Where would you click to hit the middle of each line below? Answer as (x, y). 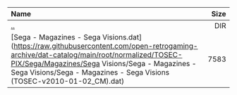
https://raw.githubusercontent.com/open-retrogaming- (106, 46)
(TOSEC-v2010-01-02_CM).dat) (68, 81)
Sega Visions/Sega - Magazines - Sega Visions (90, 72)
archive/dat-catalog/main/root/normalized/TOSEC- (97, 55)
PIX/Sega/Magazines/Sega (55, 64)
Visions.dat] (122, 37)
